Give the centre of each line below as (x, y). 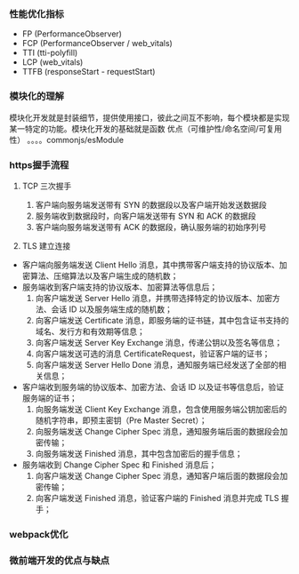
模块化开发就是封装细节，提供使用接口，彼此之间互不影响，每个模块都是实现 (149, 117)
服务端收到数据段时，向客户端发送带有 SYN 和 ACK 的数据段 (145, 216)
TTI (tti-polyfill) (50, 53)
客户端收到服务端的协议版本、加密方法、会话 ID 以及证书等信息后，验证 (153, 387)
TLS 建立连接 (46, 245)
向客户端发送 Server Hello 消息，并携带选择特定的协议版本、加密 (154, 298)
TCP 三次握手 (47, 186)
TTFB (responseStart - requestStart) (89, 72)
